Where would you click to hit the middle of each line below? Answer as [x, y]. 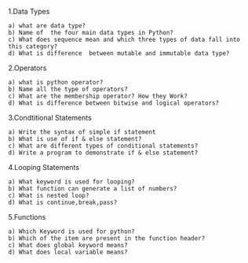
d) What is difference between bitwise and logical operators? [114, 103]
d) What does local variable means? [68, 252]
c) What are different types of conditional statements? [103, 146]
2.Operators [27, 68]
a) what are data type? [47, 26]
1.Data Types [29, 11]
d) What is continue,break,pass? [63, 202]
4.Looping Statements [44, 167]
